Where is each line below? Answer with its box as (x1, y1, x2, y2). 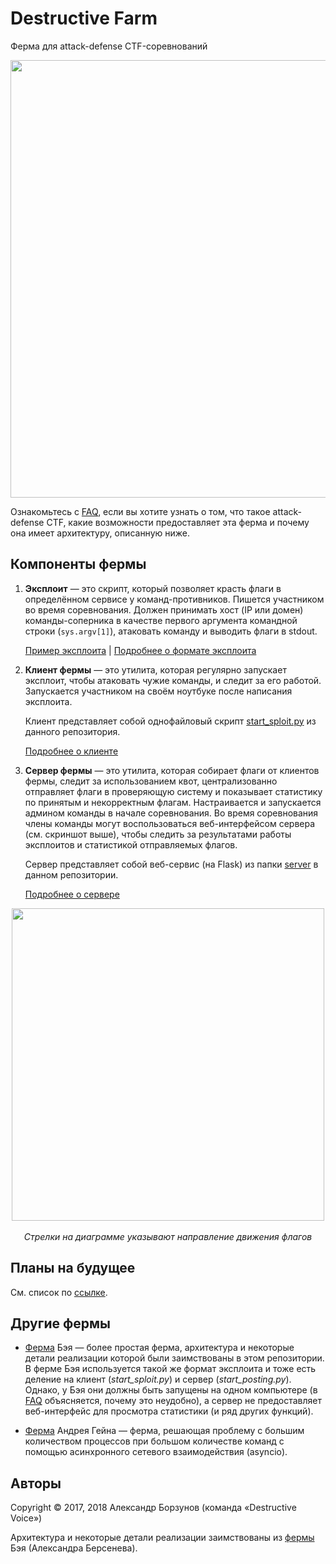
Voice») (10, 1512, 43, 1524)
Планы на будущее (10, 1260, 136, 1277)
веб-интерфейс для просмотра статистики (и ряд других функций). (24, 1405, 314, 1417)
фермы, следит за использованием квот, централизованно (24, 775, 278, 787)
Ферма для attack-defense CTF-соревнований (10, 40, 208, 52)
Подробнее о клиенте (24, 745, 119, 757)
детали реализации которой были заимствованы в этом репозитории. (24, 1352, 325, 1364)
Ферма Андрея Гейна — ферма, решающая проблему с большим (24, 1425, 305, 1437)
